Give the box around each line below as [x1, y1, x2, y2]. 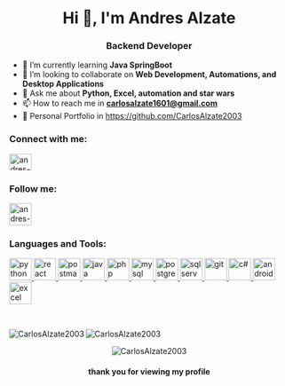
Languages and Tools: [9, 238, 107, 249]
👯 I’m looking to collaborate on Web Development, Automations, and [21, 69, 277, 80]
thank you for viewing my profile [88, 366, 210, 376]
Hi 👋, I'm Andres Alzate [62, 8, 236, 28]
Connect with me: [9, 133, 88, 146]
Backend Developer [106, 40, 193, 52]
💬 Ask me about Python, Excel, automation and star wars [21, 88, 235, 98]
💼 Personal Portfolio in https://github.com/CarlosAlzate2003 [21, 111, 242, 122]
